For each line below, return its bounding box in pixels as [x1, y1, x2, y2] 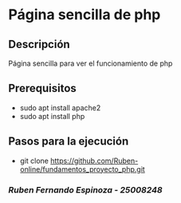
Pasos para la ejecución [8, 134, 129, 149]
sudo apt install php [19, 111, 85, 121]
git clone [19, 156, 49, 165]
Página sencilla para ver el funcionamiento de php [8, 58, 173, 68]
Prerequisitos [8, 82, 77, 95]
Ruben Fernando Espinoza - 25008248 [8, 184, 163, 195]
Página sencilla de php [8, 6, 161, 24]
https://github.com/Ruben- [50, 156, 139, 165]
